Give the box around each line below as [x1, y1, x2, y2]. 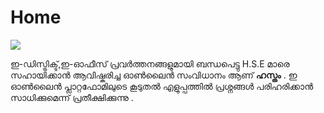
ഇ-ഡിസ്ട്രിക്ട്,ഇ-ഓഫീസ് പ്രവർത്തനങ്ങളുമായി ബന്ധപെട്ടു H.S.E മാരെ [10, 57, 290, 70]
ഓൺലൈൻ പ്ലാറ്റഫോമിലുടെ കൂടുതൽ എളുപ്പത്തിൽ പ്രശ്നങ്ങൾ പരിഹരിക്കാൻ [10, 80, 314, 92]
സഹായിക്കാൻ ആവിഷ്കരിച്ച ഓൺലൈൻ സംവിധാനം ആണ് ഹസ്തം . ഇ [10, 69, 298, 81]
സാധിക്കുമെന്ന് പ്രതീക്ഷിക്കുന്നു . [10, 91, 134, 103]
